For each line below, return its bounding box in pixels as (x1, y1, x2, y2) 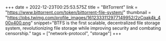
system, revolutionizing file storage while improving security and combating (5, 25, 161, 31)
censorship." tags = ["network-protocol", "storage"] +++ (5, 31, 121, 36)
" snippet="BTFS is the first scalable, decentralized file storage (30, 20, 160, 26)
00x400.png (5, 20, 31, 26)
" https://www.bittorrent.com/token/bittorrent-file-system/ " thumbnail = (5, 9, 151, 15)
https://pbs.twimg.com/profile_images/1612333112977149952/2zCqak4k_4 (7, 15, 161, 20)
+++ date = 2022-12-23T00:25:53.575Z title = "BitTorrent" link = (5, 4, 138, 10)
